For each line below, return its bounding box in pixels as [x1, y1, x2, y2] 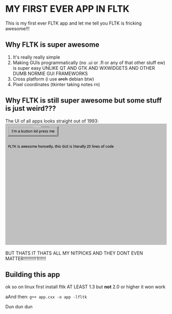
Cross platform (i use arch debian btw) [12, 75, 95, 82]
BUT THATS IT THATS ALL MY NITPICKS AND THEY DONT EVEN [5, 250, 143, 256]
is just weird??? [5, 104, 56, 113]
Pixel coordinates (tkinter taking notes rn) [12, 81, 100, 87]
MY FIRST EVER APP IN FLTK [5, 3, 130, 15]
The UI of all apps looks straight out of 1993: [5, 117, 99, 124]
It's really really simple [12, 54, 60, 60]
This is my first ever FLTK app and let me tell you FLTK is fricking [5, 20, 142, 26]
